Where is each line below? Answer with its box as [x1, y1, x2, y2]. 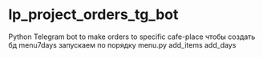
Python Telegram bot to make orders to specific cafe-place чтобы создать [8, 32, 256, 41]
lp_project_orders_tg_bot [8, 6, 179, 24]
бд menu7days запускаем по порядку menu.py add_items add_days [8, 40, 237, 49]
